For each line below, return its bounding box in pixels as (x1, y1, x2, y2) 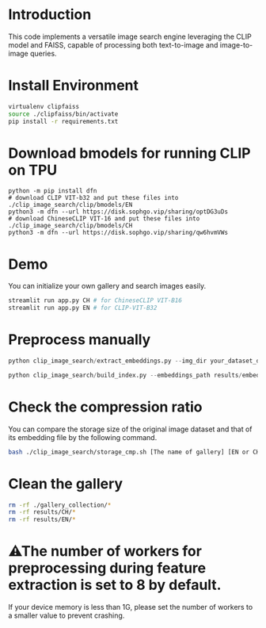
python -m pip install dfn (8, 187, 97, 195)
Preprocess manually (8, 331, 151, 349)
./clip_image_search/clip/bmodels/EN (8, 201, 133, 209)
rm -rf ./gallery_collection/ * (8, 501, 112, 509)
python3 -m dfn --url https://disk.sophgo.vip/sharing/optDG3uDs (8, 208, 228, 216)
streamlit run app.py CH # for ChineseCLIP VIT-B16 (8, 297, 182, 304)
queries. (30, 48, 57, 58)
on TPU (8, 161, 58, 179)
